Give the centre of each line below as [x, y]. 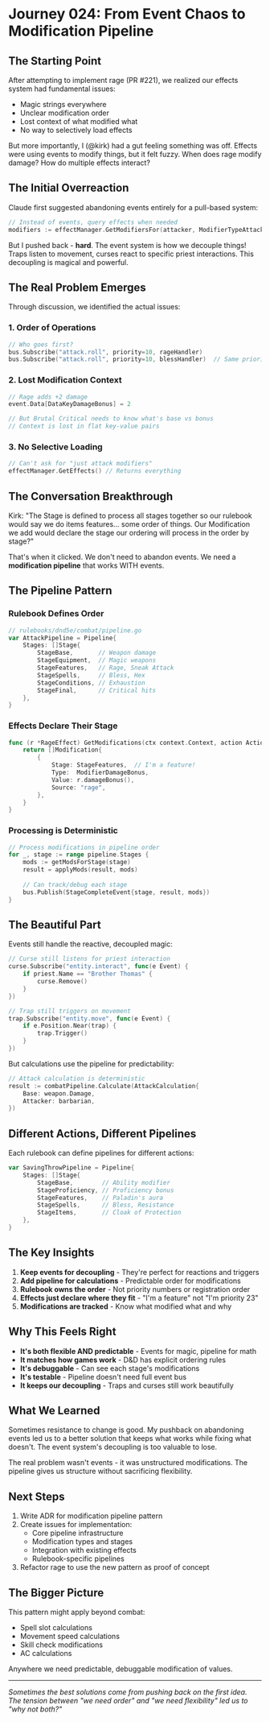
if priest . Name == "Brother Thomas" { [88, 974]
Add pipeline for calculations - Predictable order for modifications [130, 1281]
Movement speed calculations [70, 1637]
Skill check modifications [61, 1645]
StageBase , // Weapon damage [97, 653]
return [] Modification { [63, 750]
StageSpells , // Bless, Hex [92, 675]
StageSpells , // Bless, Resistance [106, 1205]
